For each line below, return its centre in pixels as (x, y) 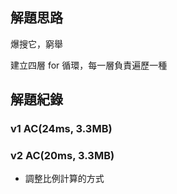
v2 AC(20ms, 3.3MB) (62, 156)
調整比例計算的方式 (64, 179)
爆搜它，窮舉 (36, 44)
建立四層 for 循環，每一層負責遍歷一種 (89, 65)
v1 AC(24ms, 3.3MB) (61, 129)
